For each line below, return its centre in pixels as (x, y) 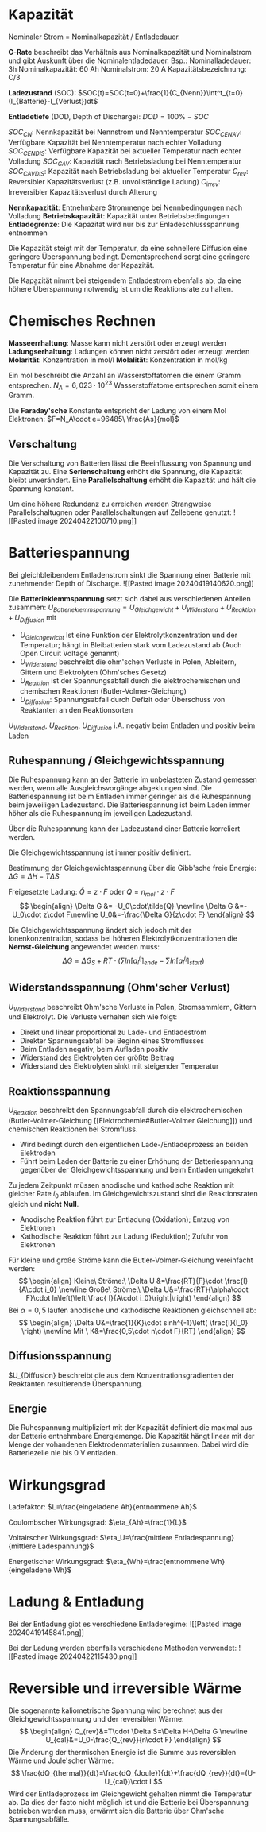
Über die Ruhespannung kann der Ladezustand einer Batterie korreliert (124, 829)
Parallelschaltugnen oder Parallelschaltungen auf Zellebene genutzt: (120, 512)
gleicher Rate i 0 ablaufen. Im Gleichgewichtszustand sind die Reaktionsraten (133, 1194)
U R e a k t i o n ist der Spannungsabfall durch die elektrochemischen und (130, 682)
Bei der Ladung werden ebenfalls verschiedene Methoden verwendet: (122, 1648)
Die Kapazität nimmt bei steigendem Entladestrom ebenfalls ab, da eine (125, 280)
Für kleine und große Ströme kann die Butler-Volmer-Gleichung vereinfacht (131, 1260)
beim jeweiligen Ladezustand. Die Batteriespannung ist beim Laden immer (129, 805)
